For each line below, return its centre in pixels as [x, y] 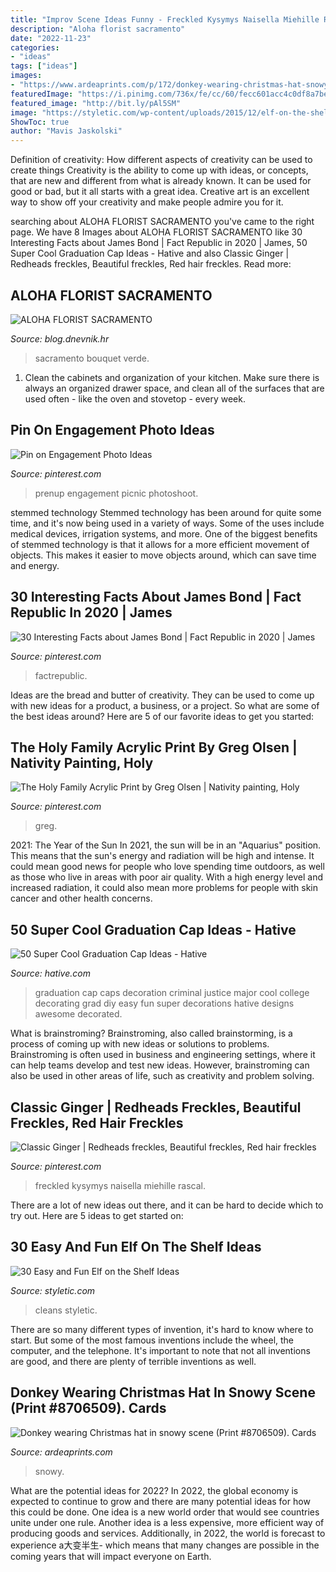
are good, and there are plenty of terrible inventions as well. [133, 1361]
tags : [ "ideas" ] [44, 66]
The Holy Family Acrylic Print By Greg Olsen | [154, 747]
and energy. [35, 565]
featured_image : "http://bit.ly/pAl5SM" [96, 103]
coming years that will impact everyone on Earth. [111, 1556]
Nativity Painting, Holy [82, 762]
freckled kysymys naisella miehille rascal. [120, 1185]
